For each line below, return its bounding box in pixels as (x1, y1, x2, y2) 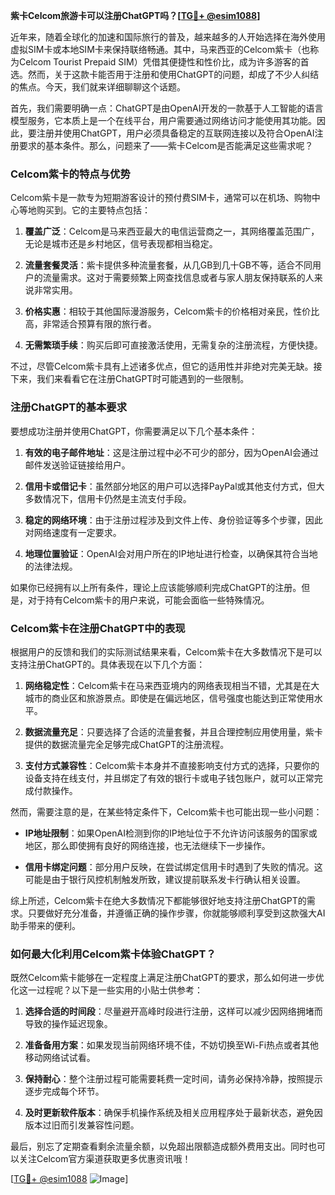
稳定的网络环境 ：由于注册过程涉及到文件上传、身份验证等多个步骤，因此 (24, 514, 323, 526)
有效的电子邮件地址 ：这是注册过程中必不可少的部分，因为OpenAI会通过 (24, 446, 319, 458)
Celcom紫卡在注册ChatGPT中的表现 (10, 621, 186, 635)
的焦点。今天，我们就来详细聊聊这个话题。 (10, 81, 186, 93)
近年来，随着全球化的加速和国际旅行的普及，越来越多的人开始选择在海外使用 (10, 31, 326, 43)
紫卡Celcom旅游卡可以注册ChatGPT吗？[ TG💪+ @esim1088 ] (10, 10, 261, 21)
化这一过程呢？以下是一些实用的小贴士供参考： (10, 984, 203, 996)
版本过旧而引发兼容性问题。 (24, 1119, 140, 1131)
